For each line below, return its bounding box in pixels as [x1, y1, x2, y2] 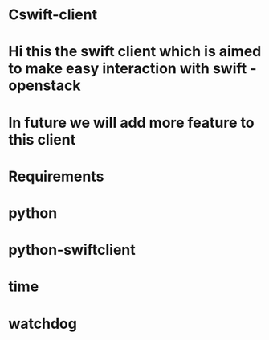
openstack [8, 76, 81, 95]
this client [8, 130, 76, 149]
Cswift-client [8, 6, 98, 24]
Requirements [8, 167, 104, 186]
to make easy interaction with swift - [8, 59, 257, 78]
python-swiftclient [8, 241, 137, 259]
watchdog [8, 314, 78, 333]
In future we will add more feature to [8, 113, 255, 132]
